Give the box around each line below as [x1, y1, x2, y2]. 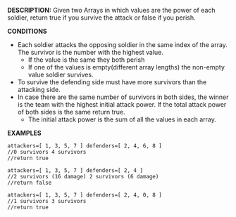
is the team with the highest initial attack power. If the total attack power [17, 100, 227, 108]
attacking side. [17, 86, 61, 93]
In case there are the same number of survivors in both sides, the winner [17, 93, 229, 101]
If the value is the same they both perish [27, 55, 145, 64]
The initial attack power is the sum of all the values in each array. [27, 115, 217, 124]
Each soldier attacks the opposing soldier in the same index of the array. [17, 41, 228, 48]
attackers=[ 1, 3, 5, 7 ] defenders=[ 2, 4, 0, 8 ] [7, 192, 162, 199]
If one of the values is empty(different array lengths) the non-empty [27, 63, 225, 71]
